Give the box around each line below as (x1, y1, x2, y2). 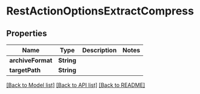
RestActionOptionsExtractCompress (6, 4, 194, 18)
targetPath (9, 66, 41, 74)
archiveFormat (9, 56, 53, 64)
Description (82, 46, 117, 54)
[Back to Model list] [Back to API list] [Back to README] (6, 81, 145, 89)
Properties (6, 28, 47, 39)
